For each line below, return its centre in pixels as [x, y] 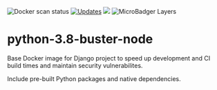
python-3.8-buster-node [80, 40]
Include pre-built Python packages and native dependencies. [94, 78]
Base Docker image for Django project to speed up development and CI [109, 58]
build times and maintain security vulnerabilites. [75, 65]
